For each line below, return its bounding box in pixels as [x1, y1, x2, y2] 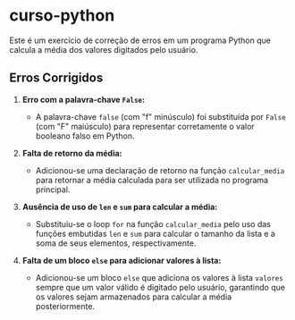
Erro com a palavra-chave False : [21, 94, 146, 105]
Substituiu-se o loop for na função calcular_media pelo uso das [35, 218, 271, 229]
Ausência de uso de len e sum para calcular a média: [21, 201, 218, 212]
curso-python [9, 5, 115, 26]
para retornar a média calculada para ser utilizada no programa [35, 174, 269, 185]
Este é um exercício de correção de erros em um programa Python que [9, 35, 271, 46]
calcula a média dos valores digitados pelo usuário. [9, 44, 198, 55]
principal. [35, 184, 71, 195]
